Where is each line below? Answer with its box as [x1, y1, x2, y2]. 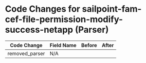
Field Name [49, 42, 77, 48]
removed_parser [7, 50, 45, 57]
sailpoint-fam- [82, 3, 142, 15]
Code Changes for [5, 3, 80, 15]
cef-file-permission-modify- [5, 14, 123, 25]
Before [81, 42, 97, 48]
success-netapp [5, 24, 73, 35]
